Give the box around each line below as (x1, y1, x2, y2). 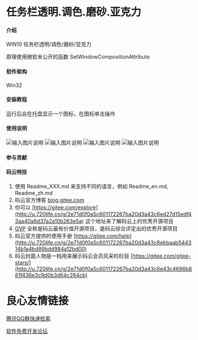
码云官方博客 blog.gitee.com (14, 196, 85, 203)
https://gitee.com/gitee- (132, 252, 191, 259)
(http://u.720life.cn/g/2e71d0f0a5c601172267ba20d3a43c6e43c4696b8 (14, 265, 193, 272)
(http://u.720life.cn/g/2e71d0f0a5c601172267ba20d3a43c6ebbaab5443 (14, 239, 191, 246)
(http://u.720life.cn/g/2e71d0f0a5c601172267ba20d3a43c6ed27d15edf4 (14, 210, 192, 217)
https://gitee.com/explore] (33, 204, 98, 211)
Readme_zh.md (14, 189, 53, 196)
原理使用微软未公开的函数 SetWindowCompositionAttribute (6, 53, 150, 60)
